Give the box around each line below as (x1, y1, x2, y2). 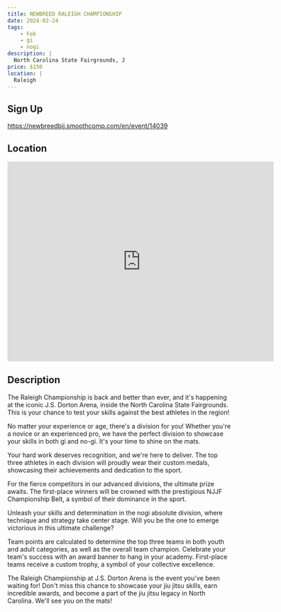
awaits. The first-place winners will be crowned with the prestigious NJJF (7, 487, 223, 495)
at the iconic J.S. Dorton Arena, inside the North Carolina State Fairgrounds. (7, 400, 228, 409)
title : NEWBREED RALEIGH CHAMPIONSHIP (7, 10, 122, 18)
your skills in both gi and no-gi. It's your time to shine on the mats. (7, 436, 201, 445)
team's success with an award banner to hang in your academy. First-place (7, 552, 228, 561)
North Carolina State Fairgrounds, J (13, 57, 126, 64)
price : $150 (7, 63, 43, 70)
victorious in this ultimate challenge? (7, 523, 114, 532)
